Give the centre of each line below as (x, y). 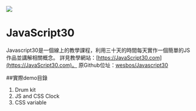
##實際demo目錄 (27, 78)
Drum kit (25, 90)
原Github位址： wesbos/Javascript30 (123, 65)
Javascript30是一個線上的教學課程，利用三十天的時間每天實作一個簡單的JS (98, 50)
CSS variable (31, 102)
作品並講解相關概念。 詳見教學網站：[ (52, 57)
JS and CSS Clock (37, 96)
